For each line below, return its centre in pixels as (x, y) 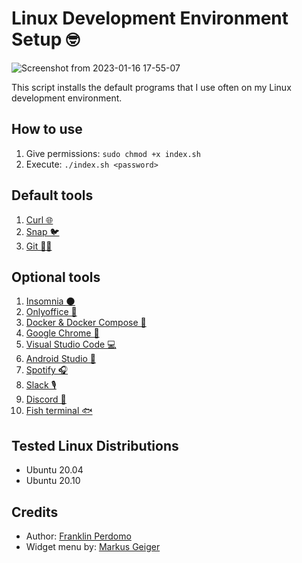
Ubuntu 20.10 (53, 481)
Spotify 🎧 (47, 370)
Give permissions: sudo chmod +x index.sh (113, 153)
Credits (35, 512)
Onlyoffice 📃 (51, 312)
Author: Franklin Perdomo (78, 536)
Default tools (52, 195)
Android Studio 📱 (60, 359)
